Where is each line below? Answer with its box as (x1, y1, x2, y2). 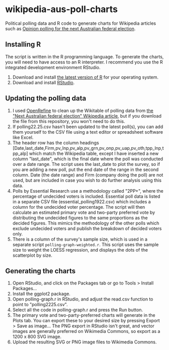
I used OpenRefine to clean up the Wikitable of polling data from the (12, 107, 153, 113)
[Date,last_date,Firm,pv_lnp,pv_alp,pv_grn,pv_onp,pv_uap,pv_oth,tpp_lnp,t (12, 145, 164, 151)
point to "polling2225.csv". (12, 302, 68, 308)
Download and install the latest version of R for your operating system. (12, 74, 159, 80)
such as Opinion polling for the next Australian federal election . (5, 25, 136, 31)
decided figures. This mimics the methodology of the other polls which (12, 220, 159, 226)
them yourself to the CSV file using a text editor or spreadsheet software (12, 129, 163, 135)
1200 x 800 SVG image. (12, 334, 62, 340)
